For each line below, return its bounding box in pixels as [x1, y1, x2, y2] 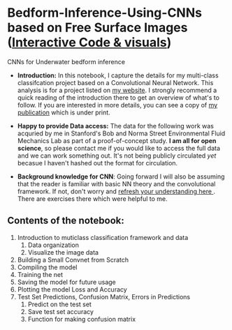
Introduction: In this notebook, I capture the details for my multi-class [17, 71, 219, 80]
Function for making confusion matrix [27, 315, 136, 323]
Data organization [27, 241, 79, 249]
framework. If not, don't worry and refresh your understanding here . [17, 187, 215, 195]
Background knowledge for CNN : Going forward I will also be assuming [17, 172, 225, 181]
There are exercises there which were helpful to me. [17, 194, 168, 203]
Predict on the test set [27, 300, 92, 308]
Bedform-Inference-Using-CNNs [7, 5, 203, 21]
